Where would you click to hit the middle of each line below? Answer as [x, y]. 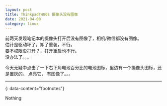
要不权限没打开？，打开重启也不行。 [42, 51]
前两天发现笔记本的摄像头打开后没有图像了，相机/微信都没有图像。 [74, 38]
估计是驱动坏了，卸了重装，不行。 [40, 45]
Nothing [13, 98]
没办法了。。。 [18, 57]
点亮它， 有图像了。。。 [50, 74]
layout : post [19, 10]
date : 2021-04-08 [23, 19]
